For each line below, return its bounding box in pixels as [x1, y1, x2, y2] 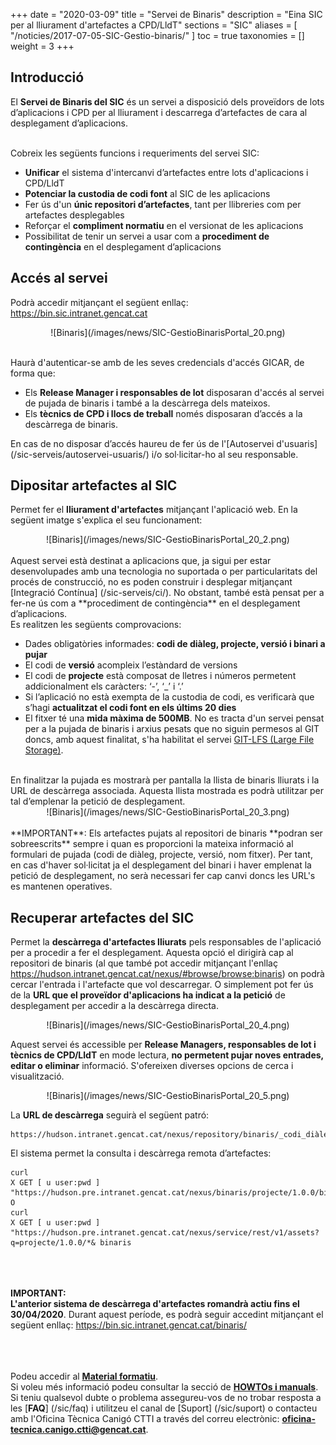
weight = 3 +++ [10, 40, 75, 52]
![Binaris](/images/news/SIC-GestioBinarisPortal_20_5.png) [46, 1090, 290, 1102]
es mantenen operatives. [10, 880, 113, 893]
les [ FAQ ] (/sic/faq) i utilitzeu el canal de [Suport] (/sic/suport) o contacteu [10, 1402, 318, 1414]
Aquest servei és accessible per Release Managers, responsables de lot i [10, 1039, 317, 1051]
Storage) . [24, 744, 64, 756]
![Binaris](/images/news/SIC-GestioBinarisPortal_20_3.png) [46, 806, 290, 818]
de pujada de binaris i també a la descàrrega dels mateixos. [24, 397, 271, 409]
